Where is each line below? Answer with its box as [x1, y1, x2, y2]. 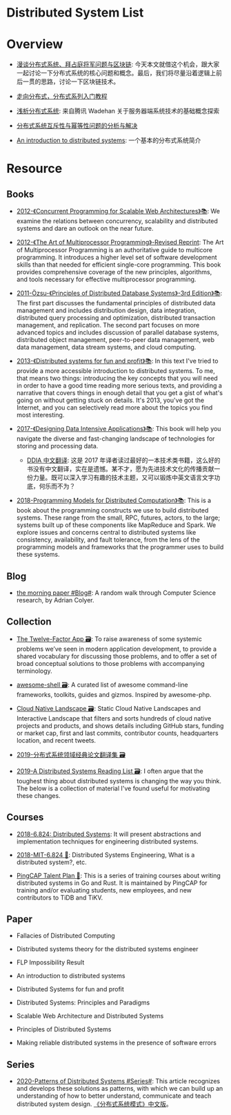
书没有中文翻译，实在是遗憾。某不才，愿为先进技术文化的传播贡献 [26, 465, 214, 473]
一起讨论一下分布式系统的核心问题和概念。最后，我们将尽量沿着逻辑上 [16, 69, 217, 77]
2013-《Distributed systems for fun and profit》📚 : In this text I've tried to [16, 357, 219, 365]
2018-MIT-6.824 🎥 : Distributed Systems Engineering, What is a [16, 850, 195, 859]
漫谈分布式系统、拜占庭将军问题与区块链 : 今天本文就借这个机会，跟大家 [16, 60, 220, 68]
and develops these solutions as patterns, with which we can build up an [16, 1085, 223, 1093]
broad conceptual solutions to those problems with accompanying [16, 659, 205, 667]
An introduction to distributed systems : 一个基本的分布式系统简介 [16, 136, 201, 144]
